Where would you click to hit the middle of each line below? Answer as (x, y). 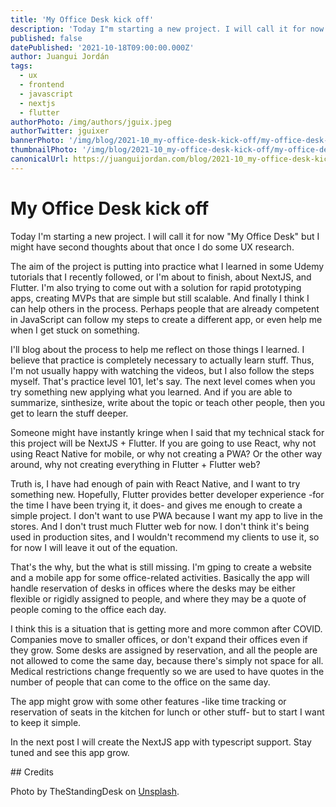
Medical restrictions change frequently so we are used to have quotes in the (167, 671)
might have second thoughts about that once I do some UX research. (152, 247)
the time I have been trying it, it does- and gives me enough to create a (156, 505)
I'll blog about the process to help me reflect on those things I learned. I (157, 349)
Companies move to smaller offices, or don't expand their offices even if (159, 639)
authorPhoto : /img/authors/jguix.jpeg (91, 122)
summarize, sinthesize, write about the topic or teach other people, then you (167, 402)
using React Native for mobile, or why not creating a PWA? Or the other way (166, 453)
